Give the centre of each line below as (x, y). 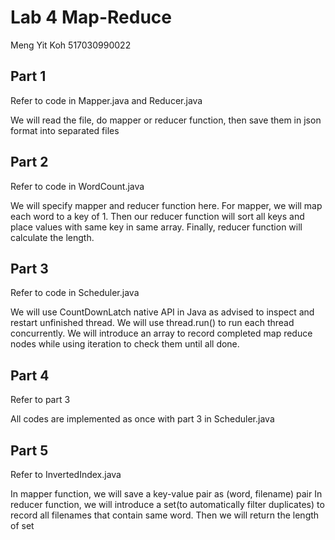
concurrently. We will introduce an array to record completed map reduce (161, 333)
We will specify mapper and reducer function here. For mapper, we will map (166, 205)
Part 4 (30, 375)
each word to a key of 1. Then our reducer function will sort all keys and (157, 216)
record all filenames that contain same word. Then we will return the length (165, 515)
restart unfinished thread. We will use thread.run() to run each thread (152, 323)
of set (22, 525)
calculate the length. (52, 237)
